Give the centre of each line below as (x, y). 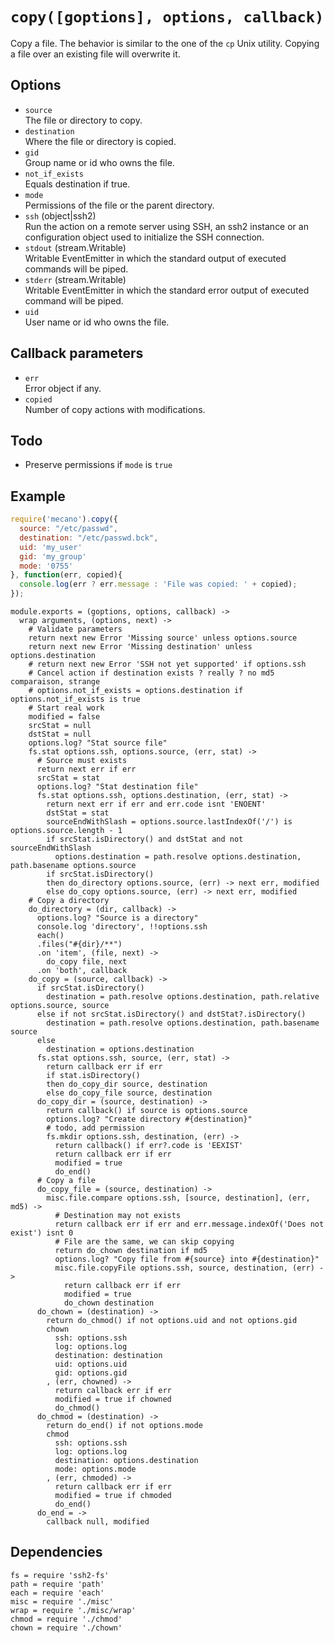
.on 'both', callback (82, 971)
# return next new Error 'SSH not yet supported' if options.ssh (167, 664)
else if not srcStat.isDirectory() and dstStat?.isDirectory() (171, 1014)
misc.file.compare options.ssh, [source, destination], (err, (178, 1198)
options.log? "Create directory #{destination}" (149, 1119)
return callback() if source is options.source (147, 1111)
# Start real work (66, 708)
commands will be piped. (76, 269)
